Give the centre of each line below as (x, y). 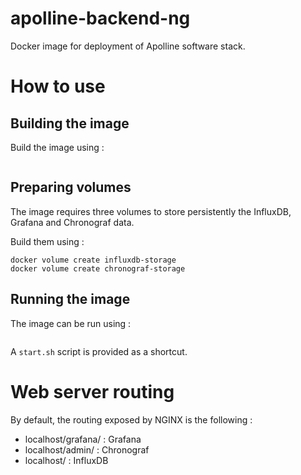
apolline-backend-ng (100, 18)
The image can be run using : (71, 323)
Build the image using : (57, 147)
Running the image (70, 299)
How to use (58, 86)
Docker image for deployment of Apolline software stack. (128, 46)
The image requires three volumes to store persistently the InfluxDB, (151, 211)
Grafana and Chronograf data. (72, 222)
